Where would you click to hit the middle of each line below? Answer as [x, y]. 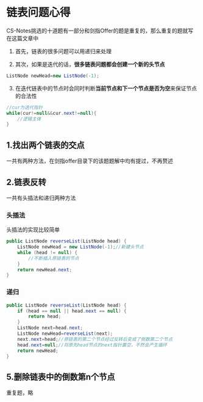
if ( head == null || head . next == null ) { [72, 311]
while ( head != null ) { [48, 252]
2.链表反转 [27, 182]
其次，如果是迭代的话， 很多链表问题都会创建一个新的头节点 [90, 64]
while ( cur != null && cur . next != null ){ [52, 113]
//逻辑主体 [29, 119]
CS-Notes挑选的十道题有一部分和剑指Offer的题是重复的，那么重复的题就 [97, 31]
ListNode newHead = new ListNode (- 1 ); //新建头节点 [81, 247]
